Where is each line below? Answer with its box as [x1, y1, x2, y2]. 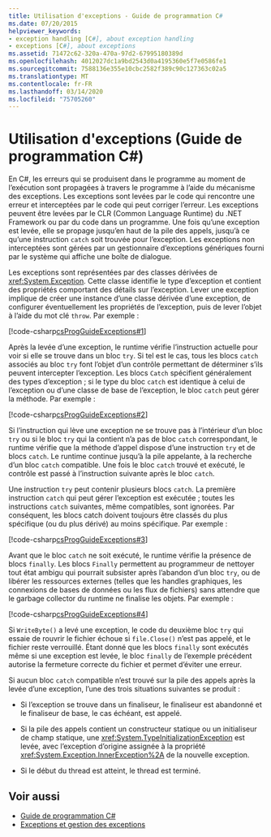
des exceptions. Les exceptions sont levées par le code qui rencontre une [8, 192, 256, 202]
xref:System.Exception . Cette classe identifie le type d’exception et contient [8, 276, 262, 286]
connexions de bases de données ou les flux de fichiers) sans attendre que [8, 585, 260, 595]
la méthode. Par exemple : [8, 394, 96, 404]
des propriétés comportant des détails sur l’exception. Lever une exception [8, 285, 259, 295]
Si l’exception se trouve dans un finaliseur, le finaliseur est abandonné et [19, 700, 262, 709]
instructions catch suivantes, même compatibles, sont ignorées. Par [8, 501, 235, 512]
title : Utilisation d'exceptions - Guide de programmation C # [8, 11, 223, 20]
